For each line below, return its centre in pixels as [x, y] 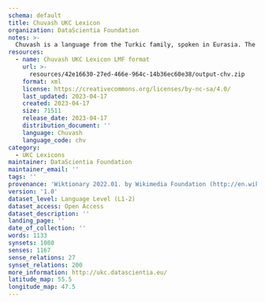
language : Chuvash [52, 133]
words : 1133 [28, 236]
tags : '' [22, 177]
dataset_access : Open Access [56, 206]
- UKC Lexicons [40, 155]
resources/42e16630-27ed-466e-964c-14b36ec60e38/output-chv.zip [137, 74]
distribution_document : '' [67, 125]
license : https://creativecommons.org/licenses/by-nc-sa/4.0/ [127, 89]
